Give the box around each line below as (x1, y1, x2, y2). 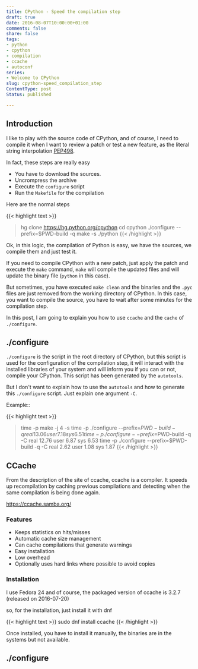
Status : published (6, 91, 52, 97)
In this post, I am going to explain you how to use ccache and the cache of (6, 314, 184, 321)
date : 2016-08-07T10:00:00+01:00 (6, 20, 89, 26)
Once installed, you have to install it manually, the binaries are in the (6, 629, 172, 636)
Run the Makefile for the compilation (14, 189, 104, 196)
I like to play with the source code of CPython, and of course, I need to (6, 134, 179, 141)
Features (6, 515, 33, 523)
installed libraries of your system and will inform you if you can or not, (6, 366, 177, 373)
